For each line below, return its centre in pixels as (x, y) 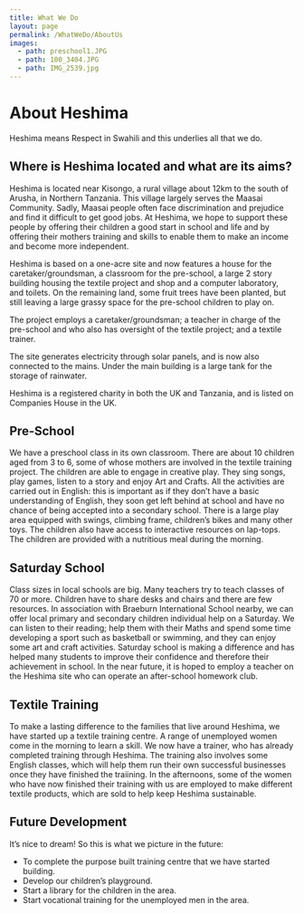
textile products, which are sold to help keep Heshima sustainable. (133, 794)
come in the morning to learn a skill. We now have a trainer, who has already (152, 746)
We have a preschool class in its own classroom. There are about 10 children (152, 452)
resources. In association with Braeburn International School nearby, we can (152, 609)
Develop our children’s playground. (87, 881)
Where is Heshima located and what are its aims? (151, 167)
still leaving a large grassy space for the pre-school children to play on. (142, 302)
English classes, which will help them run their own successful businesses (148, 765)
